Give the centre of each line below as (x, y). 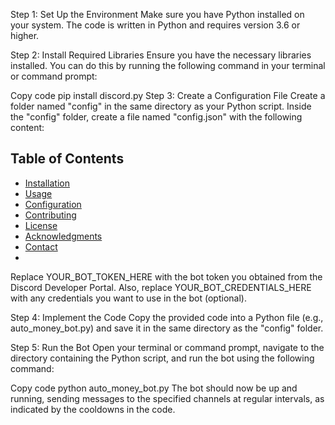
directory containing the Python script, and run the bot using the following (162, 358)
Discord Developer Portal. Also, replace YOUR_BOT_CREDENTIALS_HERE (161, 287)
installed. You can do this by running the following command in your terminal (168, 65)
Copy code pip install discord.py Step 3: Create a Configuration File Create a (168, 95)
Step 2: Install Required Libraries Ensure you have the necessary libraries (161, 55)
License (41, 225)
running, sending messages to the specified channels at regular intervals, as (167, 398)
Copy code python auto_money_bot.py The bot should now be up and (154, 388)
